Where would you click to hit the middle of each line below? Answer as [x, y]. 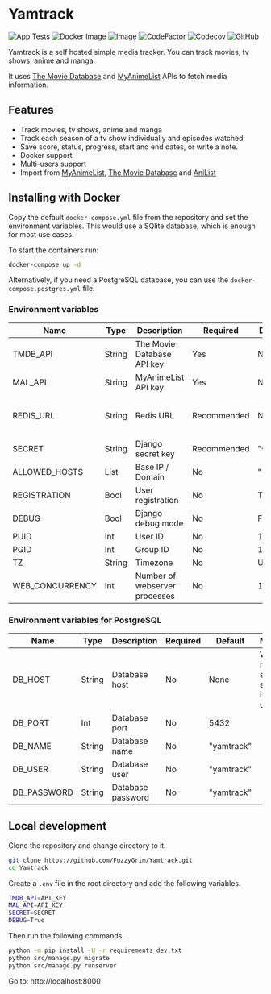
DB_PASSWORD [43, 792]
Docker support [46, 155]
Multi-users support [53, 164]
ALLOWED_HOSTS [48, 472]
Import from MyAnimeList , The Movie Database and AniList [118, 172]
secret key [155, 454]
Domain [150, 476]
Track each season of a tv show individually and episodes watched [131, 138]
